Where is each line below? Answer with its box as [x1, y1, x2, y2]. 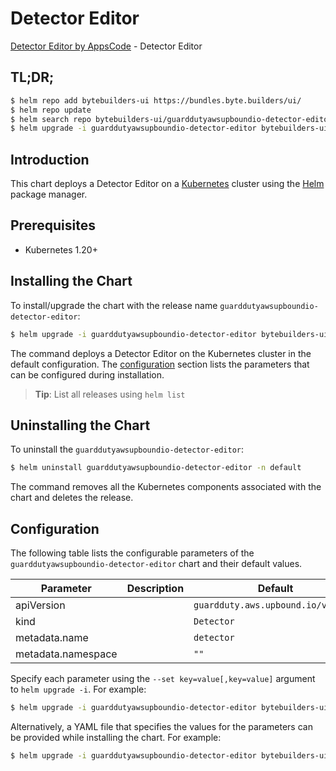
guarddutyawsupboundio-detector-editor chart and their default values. [10, 558, 303, 570]
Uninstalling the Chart [10, 417, 151, 434]
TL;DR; [10, 69, 55, 86]
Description [126, 582, 185, 596]
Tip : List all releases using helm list [34, 388, 186, 400]
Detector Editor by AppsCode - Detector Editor [10, 40, 203, 52]
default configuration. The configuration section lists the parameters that [10, 358, 310, 370]
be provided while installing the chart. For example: [10, 731, 222, 743]
